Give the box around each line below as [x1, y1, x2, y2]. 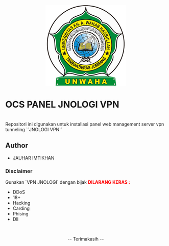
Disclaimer [5, 167, 33, 175]
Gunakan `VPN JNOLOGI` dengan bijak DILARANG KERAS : [5, 179, 130, 185]
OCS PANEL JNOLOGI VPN [5, 99, 119, 110]
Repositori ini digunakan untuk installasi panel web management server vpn [5, 121, 164, 127]
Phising [12, 211, 29, 217]
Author [5, 141, 28, 150]
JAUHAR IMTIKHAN [12, 155, 55, 161]
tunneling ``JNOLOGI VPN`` [5, 126, 62, 132]
